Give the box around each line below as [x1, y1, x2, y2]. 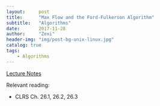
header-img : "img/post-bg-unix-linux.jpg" [6, 37, 114, 43]
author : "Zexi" [6, 31, 55, 37]
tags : [6, 48, 20, 54]
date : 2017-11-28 [6, 25, 66, 32]
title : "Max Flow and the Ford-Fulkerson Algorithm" [6, 14, 155, 20]
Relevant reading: [6, 81, 50, 89]
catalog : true [6, 43, 42, 49]
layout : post [6, 8, 50, 15]
